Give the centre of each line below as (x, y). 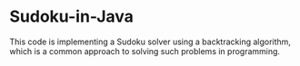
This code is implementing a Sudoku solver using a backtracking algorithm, (150, 42)
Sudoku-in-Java (72, 17)
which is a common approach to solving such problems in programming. (145, 51)
